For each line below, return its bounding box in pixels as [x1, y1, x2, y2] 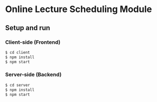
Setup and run [5, 24, 50, 32]
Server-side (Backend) [5, 71, 61, 78]
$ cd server [5, 82, 30, 87]
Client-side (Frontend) [5, 39, 61, 46]
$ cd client [5, 50, 30, 55]
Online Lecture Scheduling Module [5, 4, 152, 15]
